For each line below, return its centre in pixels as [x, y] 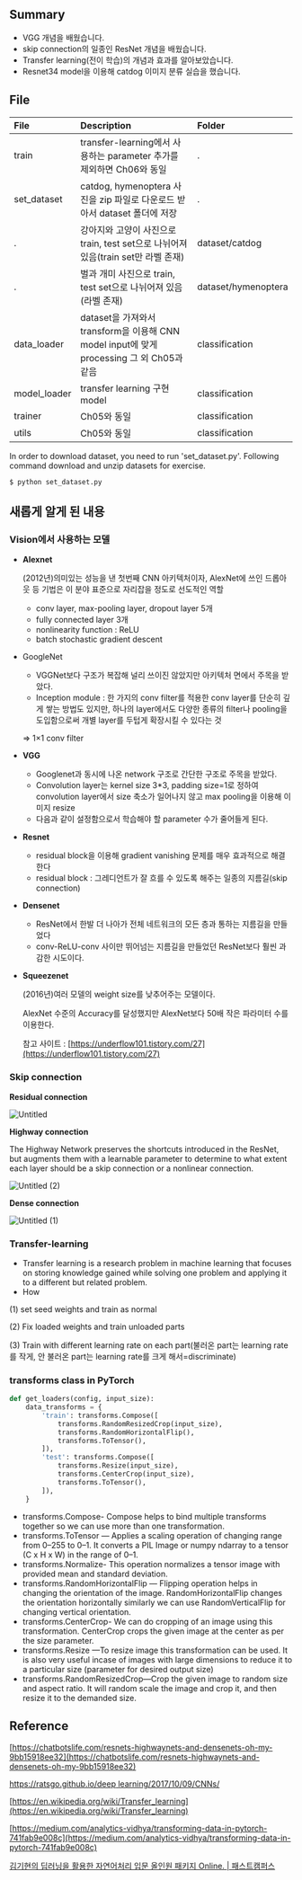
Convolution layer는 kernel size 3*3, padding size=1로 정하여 [147, 785]
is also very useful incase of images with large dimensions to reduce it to [157, 1659]
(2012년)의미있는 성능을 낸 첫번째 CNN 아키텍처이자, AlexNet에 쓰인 [142, 578]
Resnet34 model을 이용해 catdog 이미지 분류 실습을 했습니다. [131, 71]
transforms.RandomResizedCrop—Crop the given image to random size [155, 1679]
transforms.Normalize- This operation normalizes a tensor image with [151, 1564]
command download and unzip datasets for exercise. [108, 466]
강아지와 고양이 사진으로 [129, 230]
